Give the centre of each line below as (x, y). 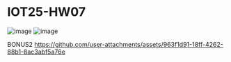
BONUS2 (20, 44)
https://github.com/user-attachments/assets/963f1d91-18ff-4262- (129, 44)
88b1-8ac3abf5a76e (37, 52)
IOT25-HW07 (46, 12)
